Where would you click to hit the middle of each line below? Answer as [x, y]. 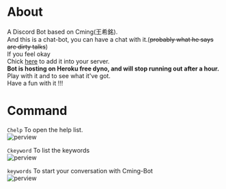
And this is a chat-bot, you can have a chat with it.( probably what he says [110, 39]
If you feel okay [29, 54]
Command [37, 111]
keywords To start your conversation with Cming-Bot [80, 171]
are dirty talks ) [28, 47]
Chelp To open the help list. [45, 129]
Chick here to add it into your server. [58, 61]
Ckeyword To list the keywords [48, 150]
